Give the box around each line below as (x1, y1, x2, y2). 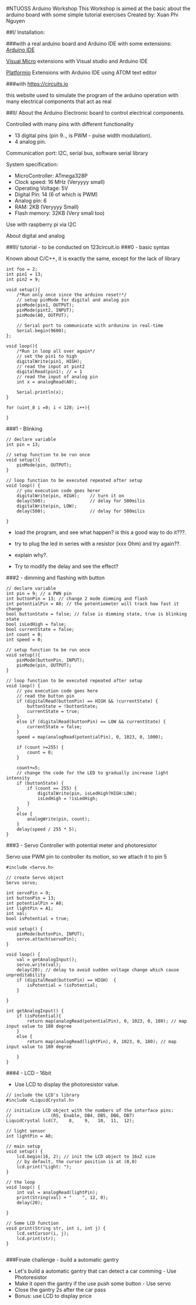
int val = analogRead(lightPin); (16, 1190, 98, 1195)
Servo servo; (6, 880, 38, 886)
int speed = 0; (6, 637, 43, 643)
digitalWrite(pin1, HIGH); (16, 358, 82, 364)
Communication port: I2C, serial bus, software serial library (6, 149, 149, 156)
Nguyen (6, 18, 25, 24)
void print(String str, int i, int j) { (6, 1225, 106, 1231)
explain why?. (14, 552, 48, 558)
